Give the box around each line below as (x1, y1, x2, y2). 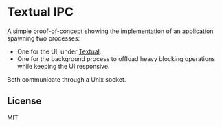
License (7, 95, 42, 107)
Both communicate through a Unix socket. (7, 75, 126, 83)
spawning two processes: (7, 34, 80, 42)
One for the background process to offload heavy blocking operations (16, 54, 215, 62)
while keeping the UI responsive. (16, 62, 110, 70)
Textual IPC (7, 4, 74, 20)
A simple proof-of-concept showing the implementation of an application (7, 27, 214, 35)
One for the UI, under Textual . (16, 47, 102, 56)
